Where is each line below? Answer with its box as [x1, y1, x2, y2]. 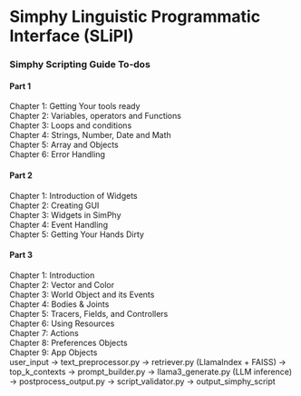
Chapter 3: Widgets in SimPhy [9, 209, 121, 220]
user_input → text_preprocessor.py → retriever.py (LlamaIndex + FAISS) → [9, 356, 287, 367]
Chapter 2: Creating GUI [9, 200, 100, 211]
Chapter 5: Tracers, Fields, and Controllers [9, 308, 169, 319]
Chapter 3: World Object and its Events [9, 289, 155, 300]
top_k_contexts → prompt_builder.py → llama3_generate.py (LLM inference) [9, 366, 293, 377]
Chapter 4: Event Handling [9, 219, 109, 230]
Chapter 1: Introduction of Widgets [9, 190, 138, 201]
